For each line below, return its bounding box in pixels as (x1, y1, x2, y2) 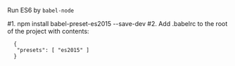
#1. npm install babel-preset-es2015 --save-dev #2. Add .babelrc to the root (7, 20, 228, 27)
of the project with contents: (7, 27, 89, 35)
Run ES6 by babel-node (7, 6, 75, 14)
